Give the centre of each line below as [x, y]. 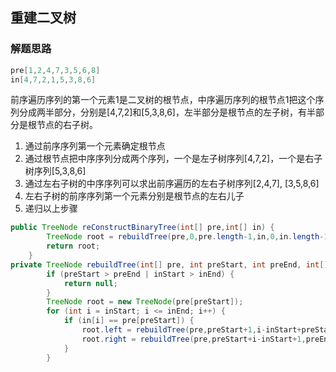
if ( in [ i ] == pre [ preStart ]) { [129, 321]
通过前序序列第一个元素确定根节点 [95, 146]
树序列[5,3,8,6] [55, 171]
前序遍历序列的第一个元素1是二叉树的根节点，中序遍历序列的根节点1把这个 [163, 100]
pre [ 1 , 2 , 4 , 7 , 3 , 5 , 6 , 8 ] [55, 70]
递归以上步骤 [51, 209]
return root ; [73, 246]
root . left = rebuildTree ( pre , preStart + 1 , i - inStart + [191, 330]
